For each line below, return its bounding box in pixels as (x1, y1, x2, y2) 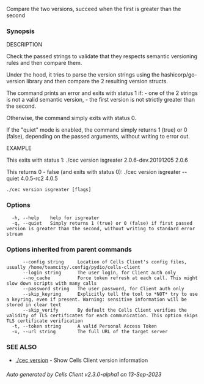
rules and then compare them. (6, 59, 82, 67)
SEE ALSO (6, 342, 37, 351)
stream (6, 231, 23, 237)
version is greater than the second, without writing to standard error (6, 225, 195, 232)
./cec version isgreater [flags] (6, 187, 92, 193)
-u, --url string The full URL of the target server (12, 328, 168, 334)
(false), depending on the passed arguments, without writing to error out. (6, 133, 191, 140)
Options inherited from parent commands (6, 245, 133, 254)
